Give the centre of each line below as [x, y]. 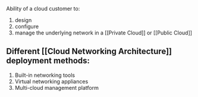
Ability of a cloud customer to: [43, 9]
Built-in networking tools [45, 75]
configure [27, 26]
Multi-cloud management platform [57, 87]
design [23, 20]
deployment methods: [48, 61]
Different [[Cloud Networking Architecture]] [89, 51]
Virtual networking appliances [51, 81]
